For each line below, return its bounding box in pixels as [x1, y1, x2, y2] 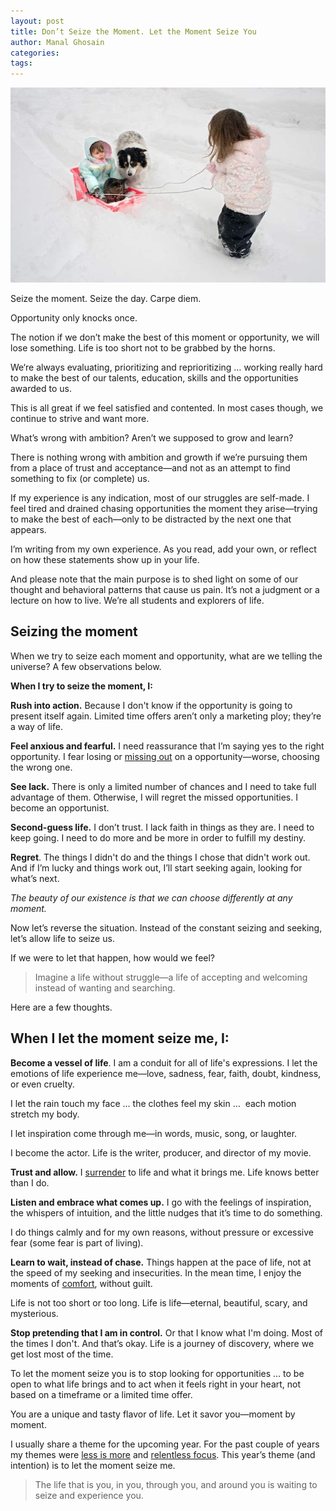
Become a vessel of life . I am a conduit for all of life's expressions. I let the [10, 1056, 318, 1069]
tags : [10, 58, 33, 69]
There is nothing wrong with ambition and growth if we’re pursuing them [10, 451, 308, 463]
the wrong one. [10, 761, 73, 773]
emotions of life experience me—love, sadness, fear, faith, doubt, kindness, [10, 1067, 322, 1079]
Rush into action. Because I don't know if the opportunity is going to [10, 699, 293, 711]
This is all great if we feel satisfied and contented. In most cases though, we [10, 401, 324, 414]
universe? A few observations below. [10, 660, 162, 672]
